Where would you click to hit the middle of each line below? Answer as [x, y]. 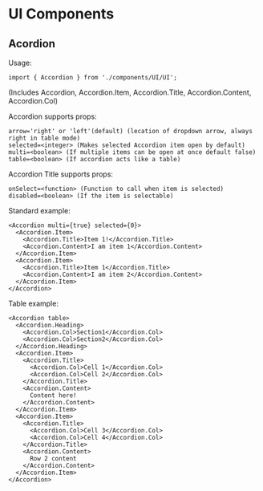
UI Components [61, 14]
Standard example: [39, 211]
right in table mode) [45, 138]
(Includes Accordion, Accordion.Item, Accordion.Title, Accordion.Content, [130, 92]
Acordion [32, 44]
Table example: [33, 303]
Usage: [20, 63]
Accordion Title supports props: [61, 174]
